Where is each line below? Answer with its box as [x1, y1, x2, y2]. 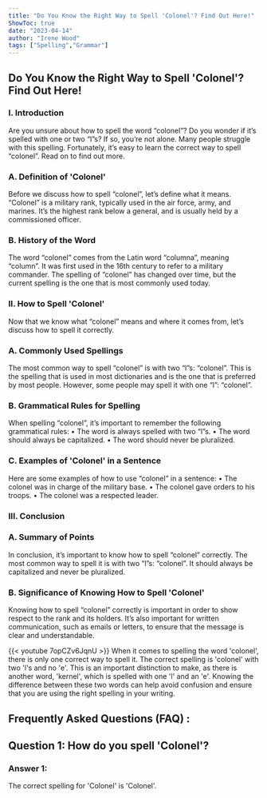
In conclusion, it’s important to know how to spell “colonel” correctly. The [8, 549, 249, 560]
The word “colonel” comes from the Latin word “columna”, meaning [8, 253, 230, 262]
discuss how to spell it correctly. [8, 325, 115, 334]
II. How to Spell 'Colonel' [8, 298, 105, 309]
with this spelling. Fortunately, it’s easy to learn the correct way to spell [8, 142, 241, 152]
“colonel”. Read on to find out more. [8, 151, 125, 161]
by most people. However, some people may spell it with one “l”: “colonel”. [8, 381, 253, 389]
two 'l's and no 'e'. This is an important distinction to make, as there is [8, 663, 238, 672]
